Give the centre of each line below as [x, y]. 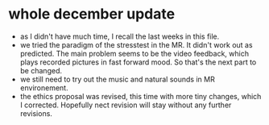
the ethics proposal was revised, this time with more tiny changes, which [141, 96]
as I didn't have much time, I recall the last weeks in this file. [120, 36]
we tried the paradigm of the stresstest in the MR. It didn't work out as [136, 44]
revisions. [36, 113]
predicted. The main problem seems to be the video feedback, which [134, 53]
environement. [44, 87]
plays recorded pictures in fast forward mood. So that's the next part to [138, 62]
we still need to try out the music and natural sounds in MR [117, 79]
